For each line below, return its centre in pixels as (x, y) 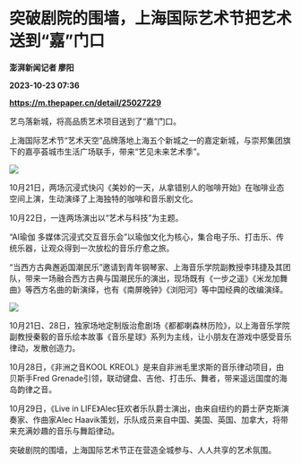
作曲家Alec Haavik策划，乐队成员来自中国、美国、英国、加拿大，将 (157, 419)
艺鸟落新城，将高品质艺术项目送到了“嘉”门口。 (95, 121)
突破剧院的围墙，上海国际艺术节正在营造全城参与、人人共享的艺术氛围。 (142, 450)
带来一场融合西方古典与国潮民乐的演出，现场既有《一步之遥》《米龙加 (152, 278)
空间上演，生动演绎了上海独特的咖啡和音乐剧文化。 (103, 198)
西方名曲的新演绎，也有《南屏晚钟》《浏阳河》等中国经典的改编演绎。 (160, 289)
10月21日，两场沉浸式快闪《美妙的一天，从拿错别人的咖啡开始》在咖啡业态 (147, 187)
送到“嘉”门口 (57, 41)
